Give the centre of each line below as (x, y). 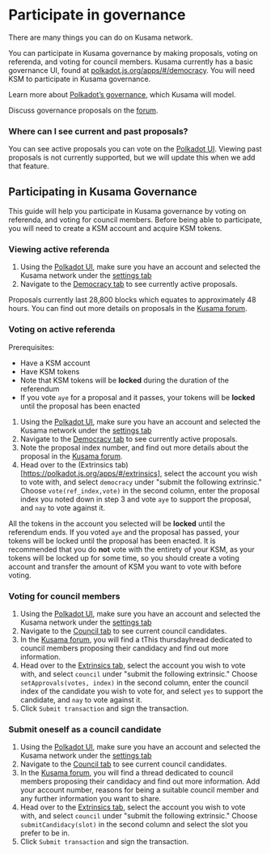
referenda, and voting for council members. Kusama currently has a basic (131, 62)
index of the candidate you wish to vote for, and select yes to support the (142, 691)
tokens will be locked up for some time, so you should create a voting (124, 557)
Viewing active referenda (59, 249)
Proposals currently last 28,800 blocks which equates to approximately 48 (132, 300)
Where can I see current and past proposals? (98, 131)
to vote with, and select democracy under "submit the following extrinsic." (141, 482)
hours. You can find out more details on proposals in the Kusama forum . (128, 309)
